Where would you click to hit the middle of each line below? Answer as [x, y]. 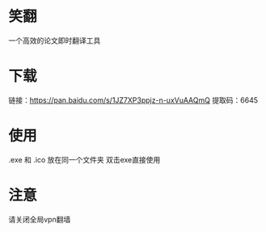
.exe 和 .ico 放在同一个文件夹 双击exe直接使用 [84, 159]
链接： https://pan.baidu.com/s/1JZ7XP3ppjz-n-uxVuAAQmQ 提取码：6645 [133, 100]
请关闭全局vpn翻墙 [40, 219]
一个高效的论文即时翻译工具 [55, 40]
